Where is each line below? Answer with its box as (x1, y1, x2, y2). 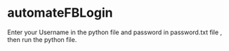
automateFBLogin (7, 5, 113, 21)
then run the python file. (7, 35, 77, 43)
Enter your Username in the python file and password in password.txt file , (7, 28, 223, 36)
